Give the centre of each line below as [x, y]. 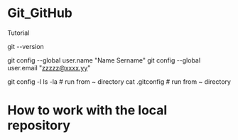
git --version [26, 46]
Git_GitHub [40, 13]
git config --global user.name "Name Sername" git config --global [104, 60]
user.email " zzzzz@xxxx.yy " [49, 68]
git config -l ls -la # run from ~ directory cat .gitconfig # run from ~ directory [119, 81]
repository [39, 125]
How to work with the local [87, 111]
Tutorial [18, 33]
